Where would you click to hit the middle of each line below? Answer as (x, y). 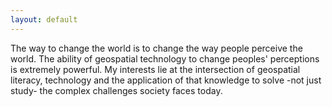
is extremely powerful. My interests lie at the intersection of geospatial (155, 69)
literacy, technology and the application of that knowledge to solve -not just (166, 80)
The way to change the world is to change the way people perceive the (156, 48)
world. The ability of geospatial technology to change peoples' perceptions (165, 58)
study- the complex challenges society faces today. (116, 90)
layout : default (44, 19)
